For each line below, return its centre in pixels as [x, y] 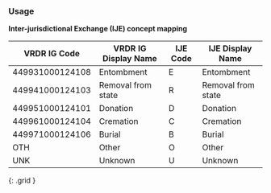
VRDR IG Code [52, 54]
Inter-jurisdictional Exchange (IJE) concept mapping [98, 29]
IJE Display [230, 48]
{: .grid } [22, 181]
